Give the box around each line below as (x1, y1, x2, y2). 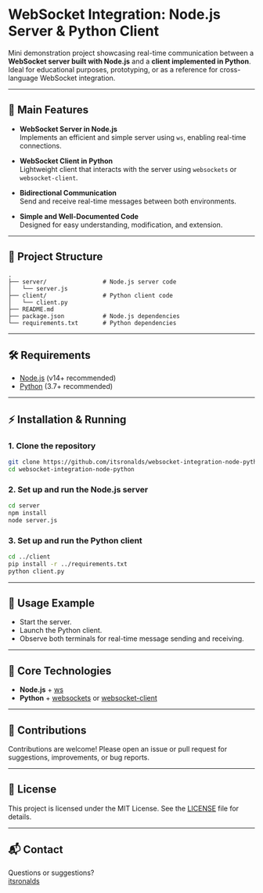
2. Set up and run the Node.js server (8, 484, 149, 495)
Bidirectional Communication (19, 188, 117, 197)
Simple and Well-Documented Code (19, 211, 139, 221)
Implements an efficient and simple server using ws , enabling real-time (19, 132, 247, 142)
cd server (8, 502, 41, 510)
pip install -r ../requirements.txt (8, 560, 128, 568)
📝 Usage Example (8, 597, 95, 610)
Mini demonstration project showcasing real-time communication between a (8, 48, 254, 57)
